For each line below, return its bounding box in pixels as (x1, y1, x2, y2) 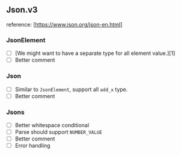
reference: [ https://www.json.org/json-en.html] (6, 21, 123, 28)
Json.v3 (6, 5, 38, 15)
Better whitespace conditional (14, 121, 89, 128)
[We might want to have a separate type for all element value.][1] (14, 49, 176, 57)
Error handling (14, 142, 51, 150)
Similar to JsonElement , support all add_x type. (14, 86, 128, 93)
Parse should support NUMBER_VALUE (14, 128, 102, 136)
